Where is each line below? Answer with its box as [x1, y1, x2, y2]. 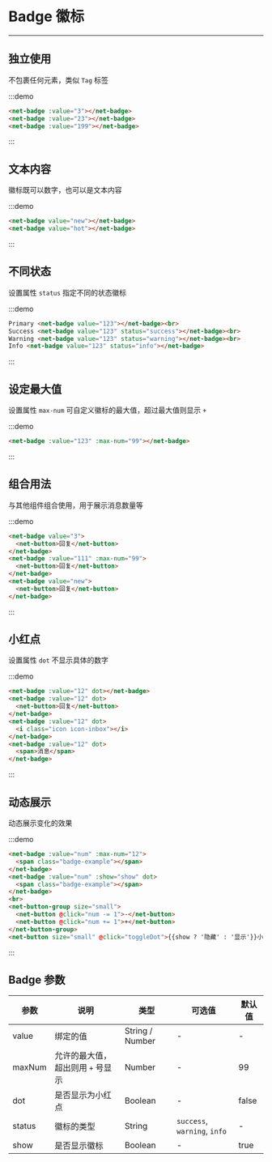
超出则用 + [54, 1062, 94, 1074]
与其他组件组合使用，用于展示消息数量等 [8, 500, 143, 510]
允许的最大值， [54, 1050, 112, 1062]
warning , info [176, 1126, 227, 1137]
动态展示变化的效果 [8, 819, 73, 828]
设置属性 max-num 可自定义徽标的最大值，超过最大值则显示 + [8, 406, 207, 415]
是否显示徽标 [54, 1140, 104, 1151]
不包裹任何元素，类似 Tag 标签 [8, 74, 109, 85]
